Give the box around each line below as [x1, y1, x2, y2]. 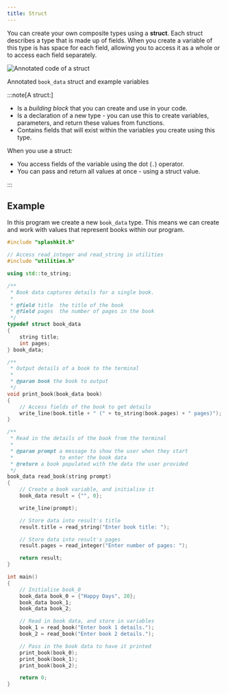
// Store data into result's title [19, 517, 121, 524]
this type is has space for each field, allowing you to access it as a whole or [7, 43, 220, 51]
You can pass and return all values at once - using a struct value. [16, 167, 201, 175]
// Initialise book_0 [19, 586, 81, 593]
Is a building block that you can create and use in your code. [16, 104, 188, 112]
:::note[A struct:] [7, 91, 53, 99]
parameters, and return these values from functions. [16, 118, 165, 127]
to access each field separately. [7, 51, 97, 59]
